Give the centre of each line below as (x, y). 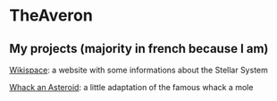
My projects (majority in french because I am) (139, 49)
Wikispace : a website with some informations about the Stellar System (138, 70)
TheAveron (51, 16)
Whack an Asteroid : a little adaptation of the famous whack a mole (131, 87)
